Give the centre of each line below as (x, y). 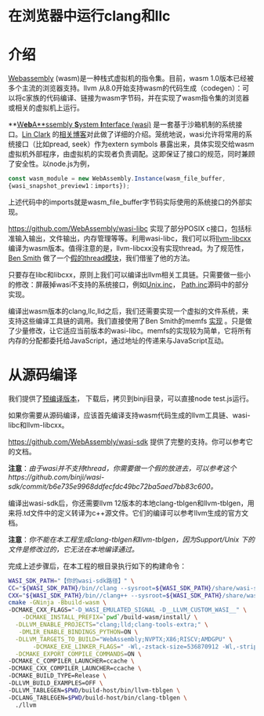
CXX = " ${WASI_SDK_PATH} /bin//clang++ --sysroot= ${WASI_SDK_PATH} (115, 595)
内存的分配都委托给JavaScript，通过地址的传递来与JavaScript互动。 (118, 340)
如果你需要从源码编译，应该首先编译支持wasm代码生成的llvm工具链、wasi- (129, 415)
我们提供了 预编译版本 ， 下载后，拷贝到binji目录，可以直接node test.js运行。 (130, 398)
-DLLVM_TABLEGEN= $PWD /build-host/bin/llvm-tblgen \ (94, 690)
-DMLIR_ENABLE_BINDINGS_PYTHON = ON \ (78, 632)
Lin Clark (36, 134)
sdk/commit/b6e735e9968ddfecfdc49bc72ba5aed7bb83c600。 (113, 486)
